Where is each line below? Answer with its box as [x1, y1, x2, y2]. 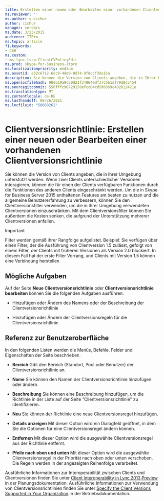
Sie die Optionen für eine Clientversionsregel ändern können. [12, 426, 135, 431]
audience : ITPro [5, 35, 38, 40]
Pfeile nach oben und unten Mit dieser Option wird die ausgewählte [12, 450, 149, 455]
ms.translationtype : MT [5, 89, 54, 94]
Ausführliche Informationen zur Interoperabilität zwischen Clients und [5, 470, 145, 476]
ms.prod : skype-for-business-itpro [5, 62, 78, 67]
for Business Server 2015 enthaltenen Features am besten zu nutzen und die [5, 192, 159, 198]
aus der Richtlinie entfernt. [12, 440, 65, 446]
